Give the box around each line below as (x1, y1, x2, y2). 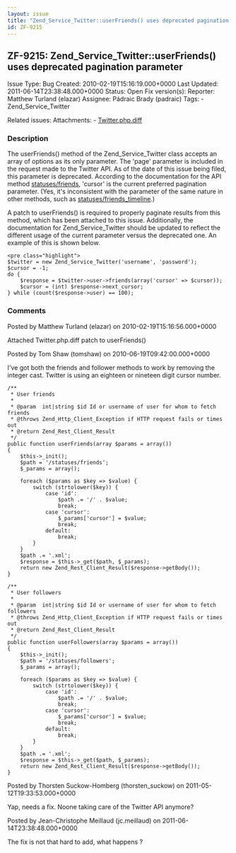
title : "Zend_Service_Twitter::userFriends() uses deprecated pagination (7, 17, 230, 24)
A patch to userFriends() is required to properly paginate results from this (7, 208, 221, 217)
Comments (7, 306, 46, 316)
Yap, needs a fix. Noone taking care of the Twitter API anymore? (7, 802, 194, 811)
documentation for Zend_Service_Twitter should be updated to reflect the (7, 224, 221, 232)
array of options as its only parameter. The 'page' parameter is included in (7, 157, 223, 166)
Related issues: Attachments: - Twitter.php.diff (7, 116, 143, 125)
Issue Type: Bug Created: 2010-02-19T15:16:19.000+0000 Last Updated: (7, 79, 219, 89)
